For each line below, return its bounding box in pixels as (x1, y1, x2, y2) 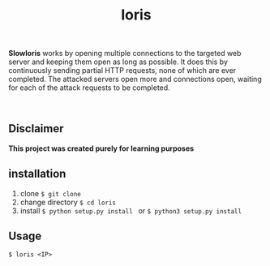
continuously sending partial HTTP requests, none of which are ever (8, 65, 237, 75)
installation (8, 167, 66, 181)
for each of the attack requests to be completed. (8, 83, 170, 92)
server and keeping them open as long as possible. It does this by (8, 57, 229, 66)
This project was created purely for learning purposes (8, 144, 195, 153)
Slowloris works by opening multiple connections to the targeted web (8, 48, 242, 58)
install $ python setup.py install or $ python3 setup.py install (19, 205, 242, 216)
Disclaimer (8, 122, 64, 135)
